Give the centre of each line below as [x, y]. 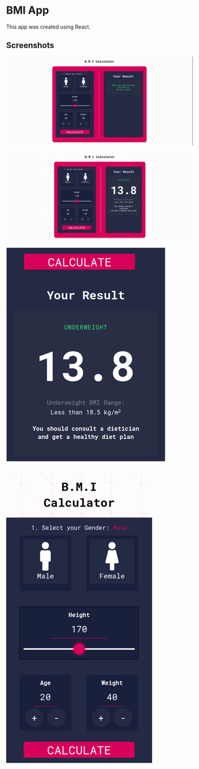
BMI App [28, 10]
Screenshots [30, 45]
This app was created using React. [48, 27]
